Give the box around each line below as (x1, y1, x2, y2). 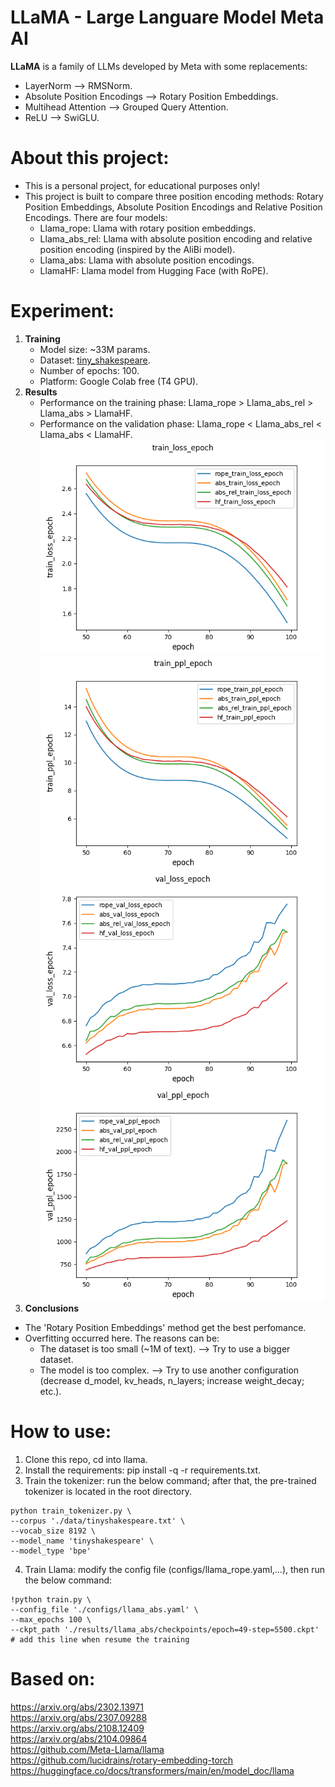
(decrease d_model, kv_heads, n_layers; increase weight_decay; (39, 1375, 305, 1386)
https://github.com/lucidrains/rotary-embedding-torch (10, 1754, 234, 1766)
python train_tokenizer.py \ (10, 1506, 132, 1516)
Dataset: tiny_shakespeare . (39, 354, 151, 366)
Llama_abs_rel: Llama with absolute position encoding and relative (39, 232, 313, 245)
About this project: (10, 147, 170, 170)
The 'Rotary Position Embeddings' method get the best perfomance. (24, 1322, 307, 1333)
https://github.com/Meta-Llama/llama (10, 1743, 165, 1755)
